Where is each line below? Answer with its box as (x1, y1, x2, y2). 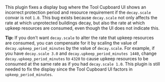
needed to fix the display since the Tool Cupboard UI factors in (5, 66, 133, 72)
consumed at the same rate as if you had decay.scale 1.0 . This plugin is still (5, 61, 161, 67)
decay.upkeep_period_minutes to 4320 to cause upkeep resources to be (5, 56, 149, 61)
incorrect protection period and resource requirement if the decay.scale (5, 9, 151, 15)
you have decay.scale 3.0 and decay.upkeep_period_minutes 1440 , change (5, 50, 157, 56)
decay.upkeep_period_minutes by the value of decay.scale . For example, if (5, 45, 155, 51)
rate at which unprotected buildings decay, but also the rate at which (5, 20, 145, 26)
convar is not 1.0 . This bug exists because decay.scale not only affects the (5, 15, 158, 20)
